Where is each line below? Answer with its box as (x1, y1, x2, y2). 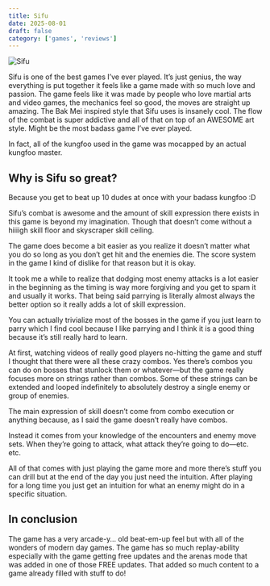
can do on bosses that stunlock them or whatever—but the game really (8, 365, 244, 375)
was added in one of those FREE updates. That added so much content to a (8, 559, 260, 569)
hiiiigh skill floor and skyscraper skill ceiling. (8, 225, 155, 235)
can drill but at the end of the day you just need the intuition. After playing (8, 472, 253, 482)
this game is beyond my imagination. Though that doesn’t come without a (8, 217, 252, 227)
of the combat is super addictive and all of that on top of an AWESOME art (8, 115, 255, 125)
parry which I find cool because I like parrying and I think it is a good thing (8, 324, 255, 333)
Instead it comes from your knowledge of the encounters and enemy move (8, 431, 256, 441)
